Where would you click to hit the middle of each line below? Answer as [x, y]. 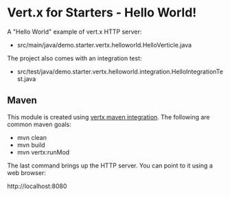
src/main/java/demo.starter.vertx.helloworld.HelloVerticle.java [104, 45]
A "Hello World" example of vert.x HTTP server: [74, 32]
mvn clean [32, 137]
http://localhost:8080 [37, 186]
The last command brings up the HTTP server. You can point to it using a [110, 165]
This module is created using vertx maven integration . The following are [109, 117]
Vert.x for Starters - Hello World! [102, 13]
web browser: [26, 172]
